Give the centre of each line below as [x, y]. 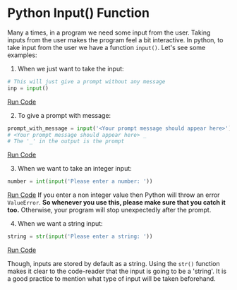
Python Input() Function [79, 13]
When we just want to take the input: [71, 68]
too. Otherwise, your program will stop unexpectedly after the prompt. [109, 210]
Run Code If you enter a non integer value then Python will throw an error [114, 195]
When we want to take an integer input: [74, 169]
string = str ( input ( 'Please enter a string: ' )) [80, 237]
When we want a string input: [60, 224]
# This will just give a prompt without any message [86, 81]
